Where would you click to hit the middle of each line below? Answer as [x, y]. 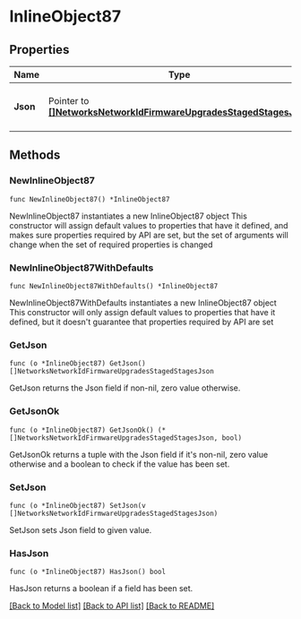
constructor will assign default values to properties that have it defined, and [149, 225]
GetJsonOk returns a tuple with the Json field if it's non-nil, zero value [139, 454]
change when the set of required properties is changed [111, 245]
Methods [35, 155]
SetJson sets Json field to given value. [81, 529]
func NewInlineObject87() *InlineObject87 [90, 199]
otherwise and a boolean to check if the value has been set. [120, 464]
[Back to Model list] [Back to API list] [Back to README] [112, 606]
